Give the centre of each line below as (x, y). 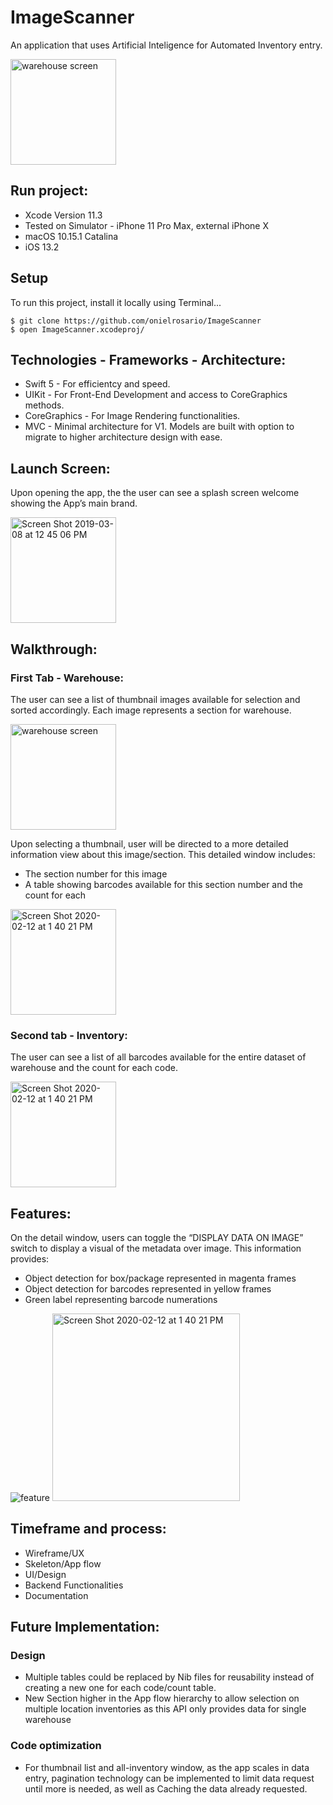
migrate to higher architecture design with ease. (123, 437)
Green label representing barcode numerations (121, 1299)
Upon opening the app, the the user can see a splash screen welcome (155, 493)
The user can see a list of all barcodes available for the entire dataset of (158, 1057)
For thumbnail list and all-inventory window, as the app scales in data (167, 1767)
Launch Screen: (60, 468)
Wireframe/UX (54, 1553)
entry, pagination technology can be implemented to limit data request (169, 1778)
